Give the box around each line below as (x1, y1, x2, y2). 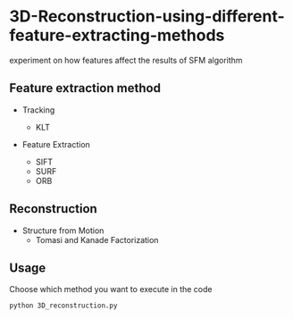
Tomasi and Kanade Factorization (35, 234, 159, 245)
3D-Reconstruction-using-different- (9, 6, 286, 27)
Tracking (21, 105, 55, 115)
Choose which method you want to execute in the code (9, 284, 213, 295)
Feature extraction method (9, 80, 161, 96)
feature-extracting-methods (9, 25, 225, 46)
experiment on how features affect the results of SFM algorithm (9, 55, 243, 65)
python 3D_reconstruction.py (9, 301, 118, 310)
